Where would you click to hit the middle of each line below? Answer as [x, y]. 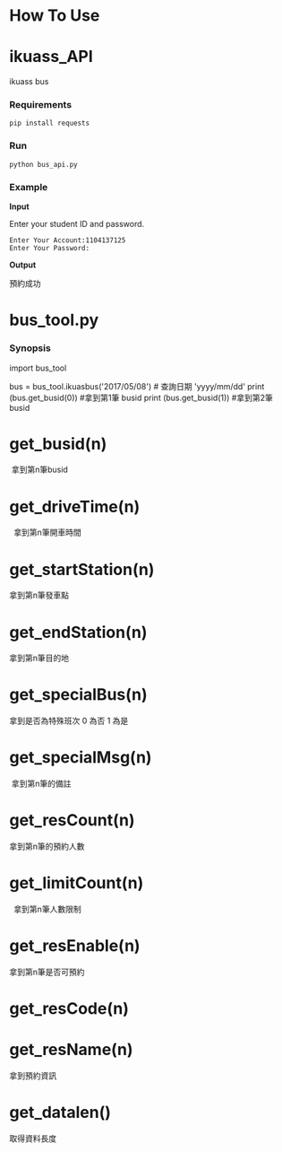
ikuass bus [29, 82]
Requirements [41, 105]
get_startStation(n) [82, 569]
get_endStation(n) [78, 632]
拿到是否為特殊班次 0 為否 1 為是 [69, 721]
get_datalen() [60, 1113]
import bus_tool [38, 368]
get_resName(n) [71, 1050]
